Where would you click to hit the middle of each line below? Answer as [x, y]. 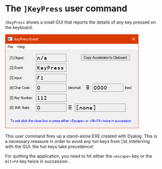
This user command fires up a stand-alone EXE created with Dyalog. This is [81, 136]
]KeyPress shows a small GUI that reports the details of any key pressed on [81, 22]
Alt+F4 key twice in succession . [37, 161]
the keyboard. [19, 27]
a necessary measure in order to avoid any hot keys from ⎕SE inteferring [78, 141]
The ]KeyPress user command [66, 9]
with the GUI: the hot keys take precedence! [49, 146]
